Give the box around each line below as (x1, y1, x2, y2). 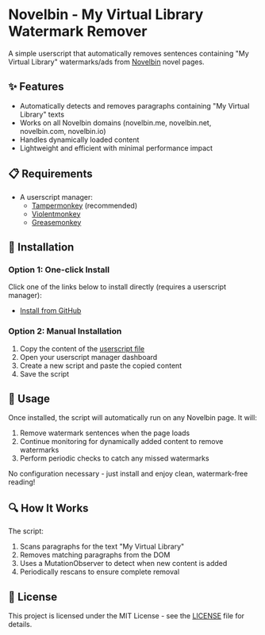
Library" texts (19, 109, 65, 119)
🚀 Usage (8, 392, 50, 405)
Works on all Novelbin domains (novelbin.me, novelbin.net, (19, 117, 212, 128)
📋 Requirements (8, 167, 93, 181)
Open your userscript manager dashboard (19, 352, 158, 361)
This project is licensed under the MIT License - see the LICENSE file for (8, 610, 244, 620)
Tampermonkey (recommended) (31, 201, 138, 210)
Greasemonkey (31, 217, 82, 227)
